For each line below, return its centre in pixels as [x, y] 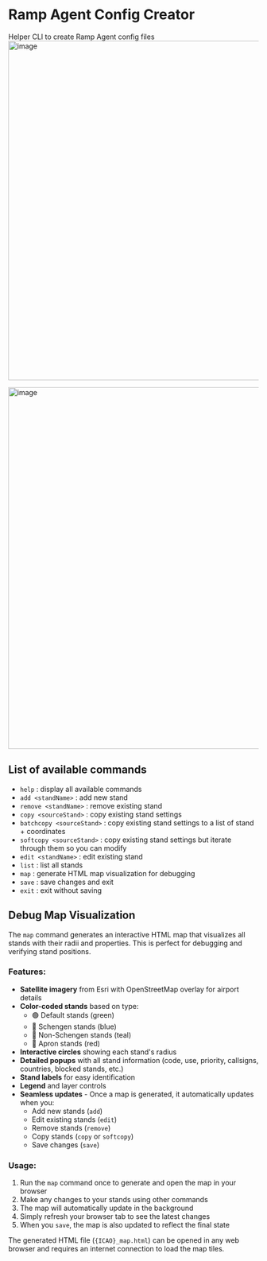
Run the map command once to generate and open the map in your [128, 1183]
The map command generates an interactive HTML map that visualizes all [127, 934]
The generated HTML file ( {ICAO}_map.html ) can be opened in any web [124, 1240]
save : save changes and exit [66, 882]
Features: [27, 972]
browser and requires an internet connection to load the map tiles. [116, 1249]
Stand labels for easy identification [77, 1077]
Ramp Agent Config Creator [102, 15]
